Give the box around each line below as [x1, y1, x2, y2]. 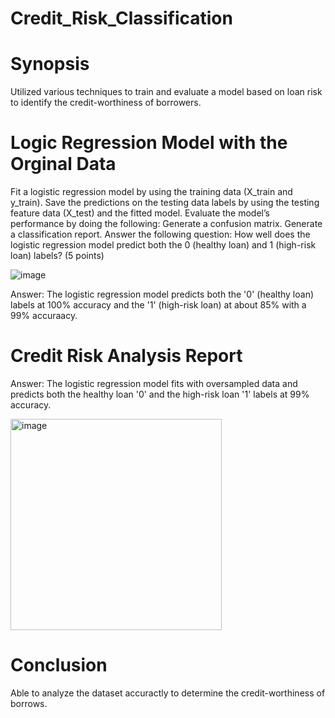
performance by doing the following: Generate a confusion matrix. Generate [10, 218, 323, 230]
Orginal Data [10, 153, 117, 176]
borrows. [10, 697, 48, 709]
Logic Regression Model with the [10, 132, 288, 154]
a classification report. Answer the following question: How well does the [10, 228, 311, 241]
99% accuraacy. [10, 310, 78, 322]
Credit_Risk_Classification [10, 7, 233, 30]
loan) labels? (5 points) [10, 250, 105, 262]
